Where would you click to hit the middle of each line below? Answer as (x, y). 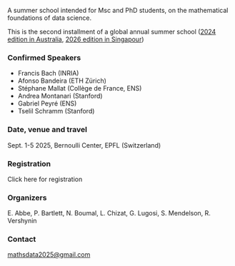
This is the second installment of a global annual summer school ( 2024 (112, 32)
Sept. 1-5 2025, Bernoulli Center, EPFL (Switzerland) (84, 145)
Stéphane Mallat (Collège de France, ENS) (80, 88)
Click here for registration (45, 179)
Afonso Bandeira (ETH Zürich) (62, 81)
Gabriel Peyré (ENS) (47, 103)
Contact (22, 240)
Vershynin (22, 221)
